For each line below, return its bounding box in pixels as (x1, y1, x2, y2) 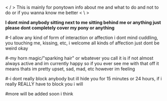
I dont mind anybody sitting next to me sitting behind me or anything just (5, 20, 161, 25)
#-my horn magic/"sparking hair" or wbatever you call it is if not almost (5, 55, 153, 61)
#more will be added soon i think (5, 91, 73, 96)
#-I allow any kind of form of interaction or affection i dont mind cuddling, (5, 35, 158, 40)
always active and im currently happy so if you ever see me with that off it (5, 61, 159, 66)
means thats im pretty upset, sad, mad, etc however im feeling (5, 66, 135, 72)
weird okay (5, 45, 28, 51)
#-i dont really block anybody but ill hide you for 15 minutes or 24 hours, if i (5, 76, 162, 81)
